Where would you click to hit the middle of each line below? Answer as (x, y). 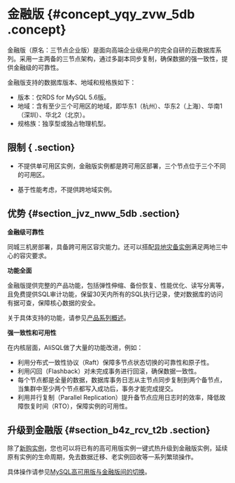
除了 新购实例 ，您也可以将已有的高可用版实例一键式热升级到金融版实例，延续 (117, 448)
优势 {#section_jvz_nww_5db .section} (94, 214)
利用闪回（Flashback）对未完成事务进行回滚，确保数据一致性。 (109, 371)
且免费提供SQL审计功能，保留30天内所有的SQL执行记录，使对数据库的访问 (115, 294)
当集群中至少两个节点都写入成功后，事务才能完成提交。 (97, 388)
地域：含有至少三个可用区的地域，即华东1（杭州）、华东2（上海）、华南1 (120, 106)
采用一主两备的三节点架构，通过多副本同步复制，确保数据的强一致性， (120, 58)
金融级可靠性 (26, 232)
